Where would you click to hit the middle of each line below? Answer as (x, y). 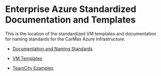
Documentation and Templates (70, 20)
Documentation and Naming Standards (52, 48)
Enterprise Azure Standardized (71, 9)
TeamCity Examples (33, 68)
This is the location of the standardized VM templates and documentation (81, 33)
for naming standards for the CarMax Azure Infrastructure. (65, 39)
